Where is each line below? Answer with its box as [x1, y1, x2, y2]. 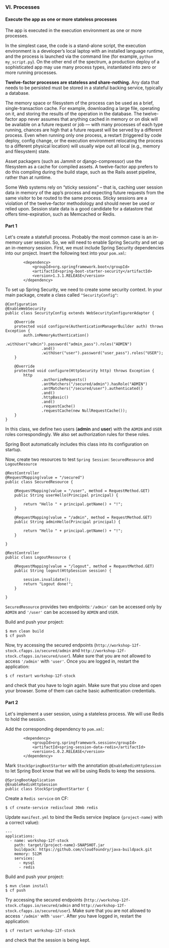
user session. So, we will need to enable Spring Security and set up [23, 239, 164, 245]
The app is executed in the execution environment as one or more [5, 27, 142, 33]
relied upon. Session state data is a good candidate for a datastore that [5, 206, 153, 212]
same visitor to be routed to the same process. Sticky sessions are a [5, 195, 147, 201]
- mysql [18, 860, 35, 865]
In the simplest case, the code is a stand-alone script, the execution [5, 43, 146, 49]
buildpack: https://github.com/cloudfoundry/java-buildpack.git [14, 847, 152, 852]
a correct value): [5, 819, 39, 825]
